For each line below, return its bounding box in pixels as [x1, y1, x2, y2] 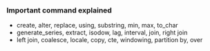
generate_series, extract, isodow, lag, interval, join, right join [16, 28, 188, 37]
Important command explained [6, 6, 112, 15]
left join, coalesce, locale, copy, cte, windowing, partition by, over [16, 36, 203, 44]
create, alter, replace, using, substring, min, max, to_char [16, 21, 179, 30]
